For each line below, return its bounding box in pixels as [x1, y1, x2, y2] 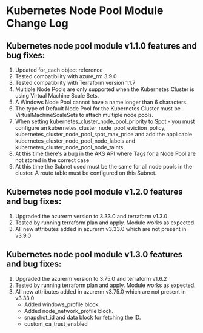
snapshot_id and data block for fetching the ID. [24, 314, 141, 321]
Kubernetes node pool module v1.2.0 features [6, 187, 183, 197]
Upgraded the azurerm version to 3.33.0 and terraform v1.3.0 [15, 212, 168, 220]
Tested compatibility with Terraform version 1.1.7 [15, 79, 136, 86]
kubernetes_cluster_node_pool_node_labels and [15, 137, 136, 144]
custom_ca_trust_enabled [24, 320, 88, 328]
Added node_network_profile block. [24, 307, 114, 314]
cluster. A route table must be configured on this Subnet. [15, 169, 157, 177]
